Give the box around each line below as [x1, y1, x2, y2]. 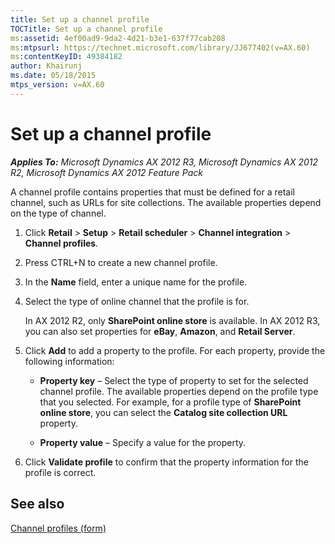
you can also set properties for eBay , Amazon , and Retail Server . [24, 325, 296, 337]
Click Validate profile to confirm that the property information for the [24, 456, 309, 468]
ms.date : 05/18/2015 [10, 71, 97, 81]
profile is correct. [24, 466, 97, 478]
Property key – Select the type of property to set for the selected [39, 374, 309, 386]
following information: [24, 355, 115, 367]
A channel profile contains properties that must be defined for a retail [10, 186, 295, 198]
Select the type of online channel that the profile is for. [24, 295, 250, 307]
